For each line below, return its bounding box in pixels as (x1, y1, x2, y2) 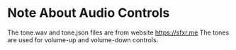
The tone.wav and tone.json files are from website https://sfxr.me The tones (7, 28, 230, 37)
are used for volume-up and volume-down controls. (7, 35, 159, 44)
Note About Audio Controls (7, 5, 170, 21)
